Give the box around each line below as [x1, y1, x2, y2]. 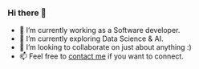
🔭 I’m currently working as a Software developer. [18, 26, 181, 35]
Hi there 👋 [7, 7, 47, 18]
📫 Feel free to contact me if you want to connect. [18, 51, 184, 61]
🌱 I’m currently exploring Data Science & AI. [18, 34, 164, 43]
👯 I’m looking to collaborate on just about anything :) [18, 43, 192, 52]
